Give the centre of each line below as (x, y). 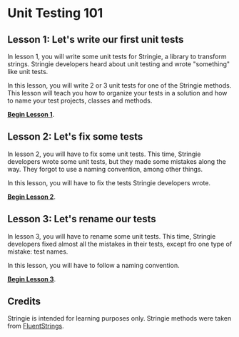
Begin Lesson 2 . (31, 197)
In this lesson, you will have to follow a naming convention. (93, 265)
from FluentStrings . (36, 326)
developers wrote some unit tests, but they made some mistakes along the (117, 161)
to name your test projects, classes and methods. (80, 100)
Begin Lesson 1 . (31, 114)
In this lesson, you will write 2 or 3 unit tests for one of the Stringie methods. (119, 85)
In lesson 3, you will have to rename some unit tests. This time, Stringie (112, 236)
